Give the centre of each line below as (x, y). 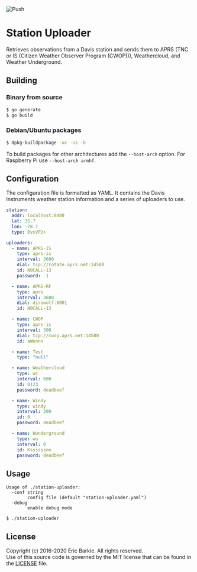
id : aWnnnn (30, 341)
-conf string (28, 493)
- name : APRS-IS (31, 248)
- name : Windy (29, 400)
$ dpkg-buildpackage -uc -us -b (46, 143)
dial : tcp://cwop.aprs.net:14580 (58, 335)
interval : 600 (34, 379)
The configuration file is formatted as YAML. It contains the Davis (85, 193)
